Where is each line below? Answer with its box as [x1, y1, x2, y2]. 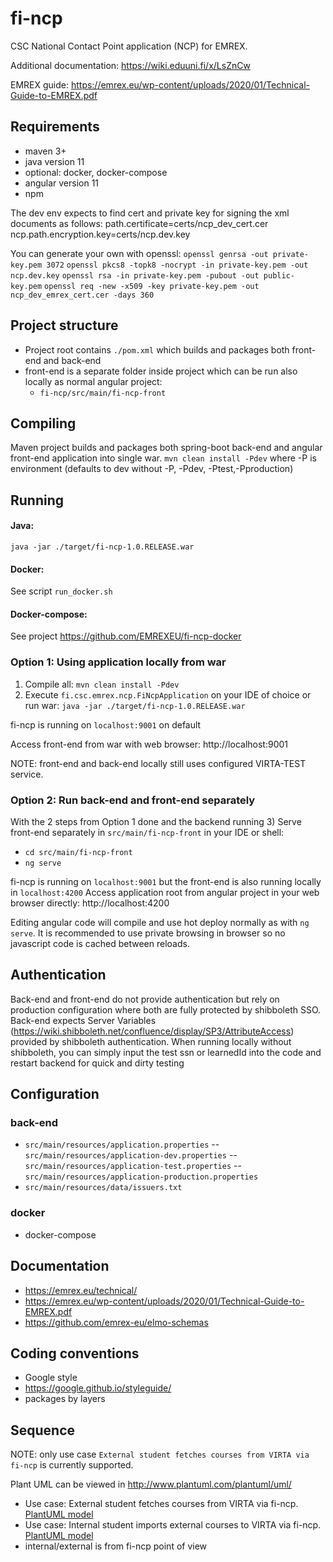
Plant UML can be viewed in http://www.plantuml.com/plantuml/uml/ [10, 1478, 292, 1491]
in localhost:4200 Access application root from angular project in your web [10, 886, 320, 898]
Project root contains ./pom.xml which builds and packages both [24, 343, 290, 356]
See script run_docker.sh [10, 585, 113, 597]
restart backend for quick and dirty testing [10, 1057, 185, 1069]
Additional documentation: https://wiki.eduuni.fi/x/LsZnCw [10, 59, 251, 71]
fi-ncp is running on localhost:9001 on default [10, 718, 202, 731]
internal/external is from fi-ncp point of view [24, 1540, 208, 1552]
